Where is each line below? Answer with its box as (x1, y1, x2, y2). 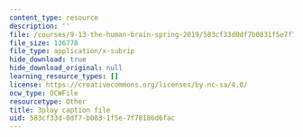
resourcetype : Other (9, 96, 87, 106)
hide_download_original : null (9, 64, 124, 73)
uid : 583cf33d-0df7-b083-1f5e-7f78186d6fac (9, 114, 176, 123)
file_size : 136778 (9, 38, 78, 48)
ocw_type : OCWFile (9, 88, 78, 97)
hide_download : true (9, 55, 87, 64)
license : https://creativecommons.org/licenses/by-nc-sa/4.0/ (9, 80, 248, 89)
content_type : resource (9, 13, 99, 23)
